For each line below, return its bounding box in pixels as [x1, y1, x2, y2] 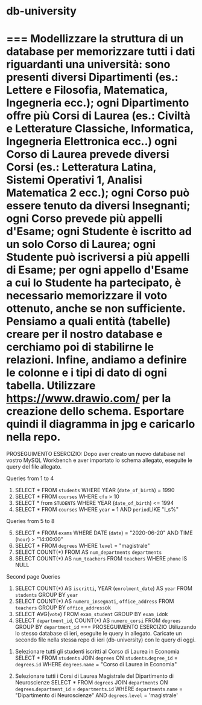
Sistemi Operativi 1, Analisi [6, 174, 143, 187]
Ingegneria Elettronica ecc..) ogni [6, 135, 177, 149]
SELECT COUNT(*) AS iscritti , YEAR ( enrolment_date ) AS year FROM [14, 585, 193, 592]
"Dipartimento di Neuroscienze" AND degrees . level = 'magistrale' [14, 692, 178, 699]
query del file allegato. [6, 463, 62, 470]
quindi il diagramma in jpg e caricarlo [6, 417, 195, 431]
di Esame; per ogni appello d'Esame [6, 263, 189, 277]
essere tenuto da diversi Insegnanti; [6, 199, 191, 213]
